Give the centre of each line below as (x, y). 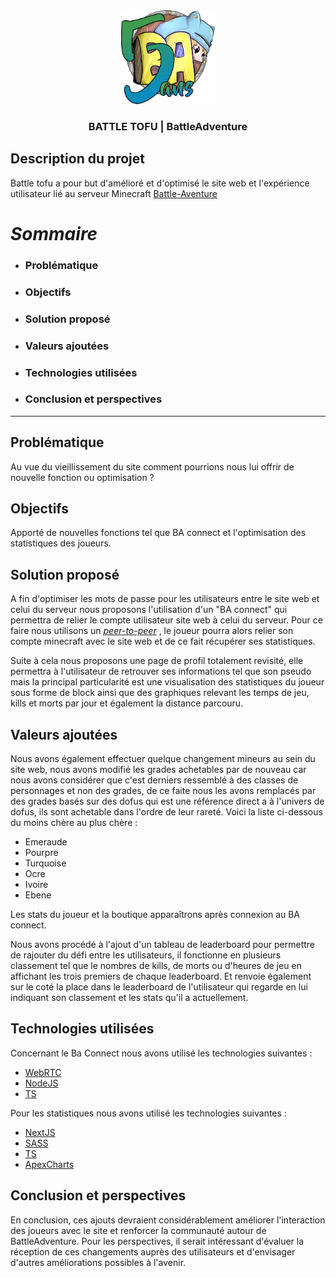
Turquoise (45, 863)
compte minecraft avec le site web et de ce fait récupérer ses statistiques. (163, 641)
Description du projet (78, 159)
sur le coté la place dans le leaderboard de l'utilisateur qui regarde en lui (159, 987)
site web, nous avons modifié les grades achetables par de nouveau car (158, 770)
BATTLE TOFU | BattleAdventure (168, 126)
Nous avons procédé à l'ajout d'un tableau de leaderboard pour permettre (162, 945)
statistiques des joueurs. (61, 543)
